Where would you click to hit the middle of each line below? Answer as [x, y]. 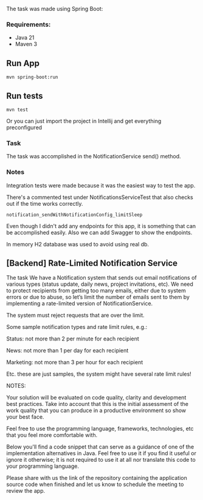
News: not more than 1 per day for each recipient [67, 351]
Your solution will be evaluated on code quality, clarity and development [96, 397]
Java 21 [25, 38]
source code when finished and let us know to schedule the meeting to [95, 484]
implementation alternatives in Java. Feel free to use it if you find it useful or [101, 453]
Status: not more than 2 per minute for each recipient [73, 339]
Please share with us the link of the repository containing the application [97, 478]
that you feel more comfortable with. [52, 435]
